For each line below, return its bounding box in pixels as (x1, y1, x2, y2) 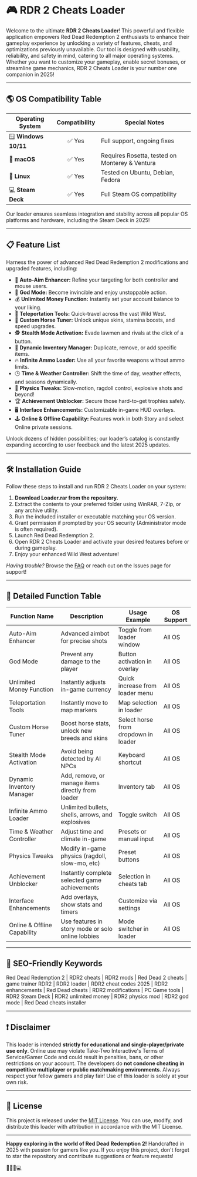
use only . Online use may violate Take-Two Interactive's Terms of (6, 1047, 165, 1054)
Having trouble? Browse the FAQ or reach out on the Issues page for (6, 562, 171, 569)
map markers (60, 706, 97, 715)
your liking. (14, 303, 42, 311)
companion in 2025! (6, 71, 55, 78)
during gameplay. (14, 544, 57, 551)
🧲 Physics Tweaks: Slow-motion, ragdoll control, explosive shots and (14, 384, 183, 391)
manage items (60, 779, 100, 787)
